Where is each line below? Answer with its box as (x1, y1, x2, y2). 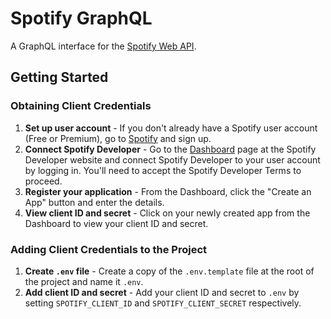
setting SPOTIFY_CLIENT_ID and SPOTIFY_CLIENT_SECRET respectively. (24, 297, 302, 309)
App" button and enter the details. (24, 196, 165, 208)
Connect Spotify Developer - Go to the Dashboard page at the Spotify (24, 143, 317, 155)
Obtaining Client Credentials (10, 99, 152, 113)
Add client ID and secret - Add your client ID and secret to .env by (24, 286, 300, 298)
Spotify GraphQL (10, 7, 153, 30)
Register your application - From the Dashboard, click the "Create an (24, 185, 312, 197)
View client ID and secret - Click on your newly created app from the (24, 207, 311, 219)
